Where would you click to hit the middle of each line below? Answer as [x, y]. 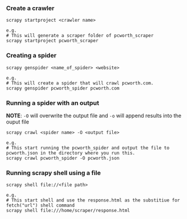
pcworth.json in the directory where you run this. [71, 153]
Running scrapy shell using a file [54, 173]
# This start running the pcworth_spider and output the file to [88, 148]
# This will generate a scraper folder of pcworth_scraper [80, 36]
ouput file [18, 122]
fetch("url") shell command [41, 206]
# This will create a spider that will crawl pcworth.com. [80, 83]
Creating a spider [31, 56]
